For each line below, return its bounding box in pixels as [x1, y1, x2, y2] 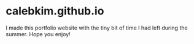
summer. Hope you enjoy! [6, 30, 71, 37]
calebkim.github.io [6, 4, 104, 18]
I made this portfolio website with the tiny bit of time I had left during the [6, 24, 188, 31]
